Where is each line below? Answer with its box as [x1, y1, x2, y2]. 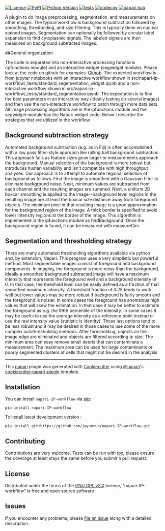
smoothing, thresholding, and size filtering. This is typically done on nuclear [5, 25, 159, 31]
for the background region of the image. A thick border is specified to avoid [5, 207, 158, 213]
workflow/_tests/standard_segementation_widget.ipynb [5, 80, 117, 86]
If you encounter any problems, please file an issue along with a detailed [5, 515, 152, 521]
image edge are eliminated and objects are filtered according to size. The [5, 334, 153, 340]
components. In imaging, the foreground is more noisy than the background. [5, 266, 160, 272]
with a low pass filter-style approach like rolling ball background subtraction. [5, 149, 160, 155]
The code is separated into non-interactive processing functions [5, 60, 136, 65]
